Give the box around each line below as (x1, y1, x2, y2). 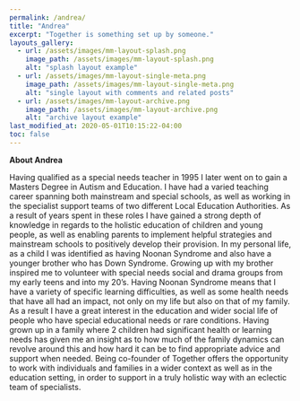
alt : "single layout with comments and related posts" (25, 88, 235, 97)
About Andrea (9, 154, 63, 165)
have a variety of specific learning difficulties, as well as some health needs (9, 286, 289, 297)
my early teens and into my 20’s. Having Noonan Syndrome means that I (9, 276, 276, 287)
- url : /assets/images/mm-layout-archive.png (17, 96, 191, 106)
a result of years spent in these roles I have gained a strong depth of (9, 210, 261, 221)
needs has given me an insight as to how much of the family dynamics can (9, 334, 285, 344)
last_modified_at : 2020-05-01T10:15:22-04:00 (9, 122, 182, 131)
